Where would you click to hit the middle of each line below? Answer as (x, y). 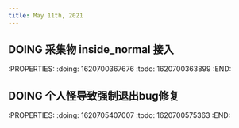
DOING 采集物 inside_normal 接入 (91, 49)
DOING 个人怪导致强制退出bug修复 (94, 96)
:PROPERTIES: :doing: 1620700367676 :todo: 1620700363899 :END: (120, 69)
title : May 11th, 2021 (46, 15)
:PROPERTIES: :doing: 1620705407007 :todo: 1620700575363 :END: (119, 115)
